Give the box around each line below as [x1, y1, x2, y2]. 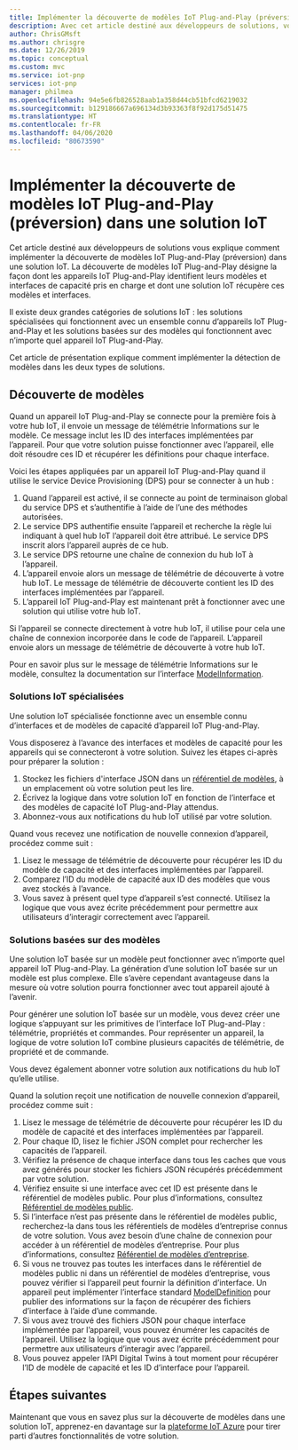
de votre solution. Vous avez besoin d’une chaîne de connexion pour [21, 1231, 273, 1241]
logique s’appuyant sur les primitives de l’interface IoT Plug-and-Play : [9, 1018, 266, 1029]
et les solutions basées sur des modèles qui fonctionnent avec [43, 325, 272, 336]
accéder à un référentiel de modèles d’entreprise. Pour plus [21, 1240, 239, 1250]
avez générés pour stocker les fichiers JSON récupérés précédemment [21, 1164, 283, 1175]
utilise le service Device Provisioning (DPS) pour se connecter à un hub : [9, 475, 275, 486]
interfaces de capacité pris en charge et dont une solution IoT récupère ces [9, 280, 286, 290]
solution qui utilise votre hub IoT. [21, 606, 141, 616]
